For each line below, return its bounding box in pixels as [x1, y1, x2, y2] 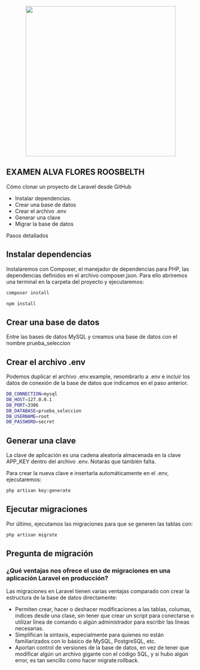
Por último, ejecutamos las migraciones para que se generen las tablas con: [6, 520, 193, 527]
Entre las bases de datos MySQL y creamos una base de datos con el [6, 333, 178, 340]
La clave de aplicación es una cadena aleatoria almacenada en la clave [6, 452, 181, 459]
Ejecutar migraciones [6, 504, 88, 514]
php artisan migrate [6, 532, 58, 538]
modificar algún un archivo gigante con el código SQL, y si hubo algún [14, 650, 189, 658]
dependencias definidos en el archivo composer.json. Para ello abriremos [6, 271, 187, 279]
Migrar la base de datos [14, 220, 74, 227]
